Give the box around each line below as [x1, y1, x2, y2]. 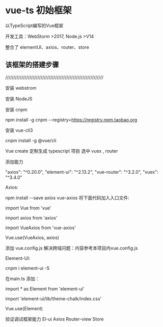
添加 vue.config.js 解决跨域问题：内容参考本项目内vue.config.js [5, 245, 138, 251]
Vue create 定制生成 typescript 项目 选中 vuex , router [5, 148, 118, 154]
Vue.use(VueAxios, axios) [5, 234, 60, 240]
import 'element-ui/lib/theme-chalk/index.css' [5, 295, 102, 302]
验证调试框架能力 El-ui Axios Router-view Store [5, 316, 104, 322]
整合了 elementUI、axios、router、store [5, 44, 89, 50]
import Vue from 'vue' [5, 205, 51, 211]
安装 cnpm [5, 106, 28, 113]
